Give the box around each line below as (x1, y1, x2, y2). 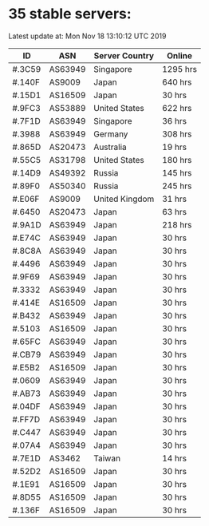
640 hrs (162, 77, 192, 88)
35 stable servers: (8, 5, 132, 23)
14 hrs (162, 453, 187, 464)
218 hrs (162, 219, 192, 230)
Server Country (93, 49, 154, 61)
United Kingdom (93, 193, 155, 204)
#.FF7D (12, 413, 41, 425)
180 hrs (162, 154, 192, 165)
